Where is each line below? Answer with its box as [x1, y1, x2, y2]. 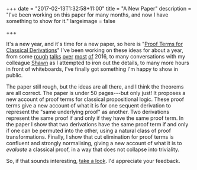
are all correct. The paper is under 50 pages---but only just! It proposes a [6, 90, 186, 96]
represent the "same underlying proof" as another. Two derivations [6, 109, 170, 115]
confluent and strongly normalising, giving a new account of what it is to [6, 140, 182, 146]
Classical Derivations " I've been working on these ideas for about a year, [6, 47, 183, 54]
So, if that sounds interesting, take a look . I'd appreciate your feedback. [6, 158, 180, 164]
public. [6, 72, 23, 79]
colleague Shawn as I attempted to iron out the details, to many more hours [6, 59, 189, 66]
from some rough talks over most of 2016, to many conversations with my [6, 53, 185, 60]
